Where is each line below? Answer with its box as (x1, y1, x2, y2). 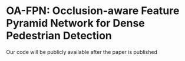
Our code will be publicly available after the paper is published (6, 48, 158, 55)
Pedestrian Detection (6, 29, 112, 42)
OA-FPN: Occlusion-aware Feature (6, 4, 180, 18)
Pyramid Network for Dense (6, 16, 146, 30)
